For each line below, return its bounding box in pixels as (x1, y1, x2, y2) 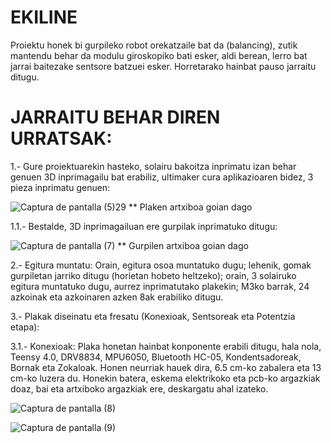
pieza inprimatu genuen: (10, 181, 111, 193)
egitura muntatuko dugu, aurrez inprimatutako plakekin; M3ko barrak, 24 (10, 280, 310, 292)
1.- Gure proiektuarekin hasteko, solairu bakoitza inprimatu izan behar (10, 160, 297, 172)
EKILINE (10, 6, 78, 29)
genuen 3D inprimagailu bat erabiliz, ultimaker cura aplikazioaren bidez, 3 (10, 171, 314, 183)
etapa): (10, 321, 40, 333)
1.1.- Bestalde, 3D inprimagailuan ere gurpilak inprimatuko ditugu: (10, 220, 278, 232)
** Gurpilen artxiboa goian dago (117, 239, 249, 251)
